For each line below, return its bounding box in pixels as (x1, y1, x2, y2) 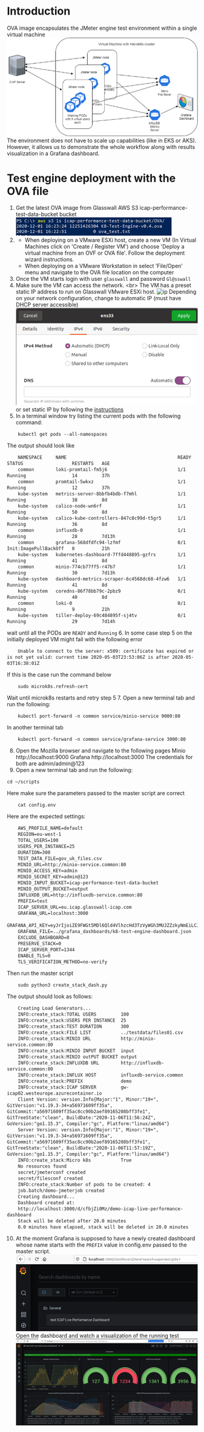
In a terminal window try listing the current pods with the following (15, 412, 181, 420)
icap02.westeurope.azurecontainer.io (7, 1090, 102, 1096)
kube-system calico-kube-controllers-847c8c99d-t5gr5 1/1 (18, 515, 186, 522)
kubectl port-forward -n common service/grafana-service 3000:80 (18, 737, 186, 743)
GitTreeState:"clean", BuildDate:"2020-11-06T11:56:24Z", (7, 1115, 156, 1121)
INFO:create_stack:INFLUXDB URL (18, 1060, 99, 1066)
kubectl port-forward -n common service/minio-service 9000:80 (18, 713, 181, 720)
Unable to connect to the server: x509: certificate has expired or (18, 649, 194, 655)
